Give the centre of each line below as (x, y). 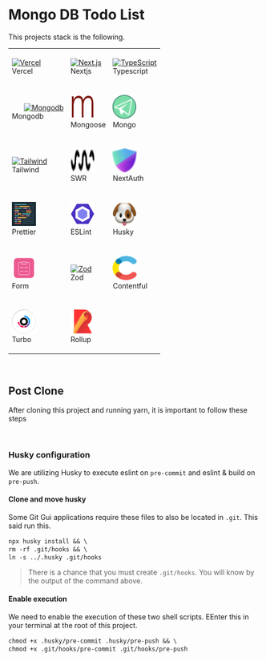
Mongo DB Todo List (77, 15)
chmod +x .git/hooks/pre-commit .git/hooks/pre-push (98, 649)
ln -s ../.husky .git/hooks (55, 557)
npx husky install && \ (48, 541)
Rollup (81, 339)
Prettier (24, 232)
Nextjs (81, 71)
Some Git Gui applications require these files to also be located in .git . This (133, 517)
